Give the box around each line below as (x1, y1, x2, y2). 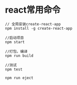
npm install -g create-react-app (5, 26, 73, 31)
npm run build (5, 53, 34, 58)
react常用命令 (5, 4, 61, 16)
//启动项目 (5, 35, 24, 40)
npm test (5, 67, 23, 72)
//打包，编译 (5, 49, 28, 54)
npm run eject (5, 75, 34, 80)
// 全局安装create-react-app (5, 21, 61, 27)
